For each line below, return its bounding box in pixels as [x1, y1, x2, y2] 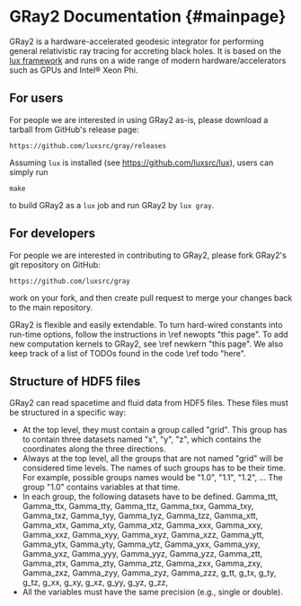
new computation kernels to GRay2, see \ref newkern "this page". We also [9, 338, 284, 349]
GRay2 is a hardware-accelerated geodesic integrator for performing [9, 36, 264, 47]
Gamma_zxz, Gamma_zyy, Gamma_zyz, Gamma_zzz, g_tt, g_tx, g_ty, [22, 567, 277, 578]
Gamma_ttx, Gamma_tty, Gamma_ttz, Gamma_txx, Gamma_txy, [22, 501, 254, 512]
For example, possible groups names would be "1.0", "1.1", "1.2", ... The [22, 472, 283, 483]
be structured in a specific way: [9, 407, 127, 418]
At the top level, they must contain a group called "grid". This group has [22, 425, 288, 435]
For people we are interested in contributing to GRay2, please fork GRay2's [9, 250, 288, 260]
